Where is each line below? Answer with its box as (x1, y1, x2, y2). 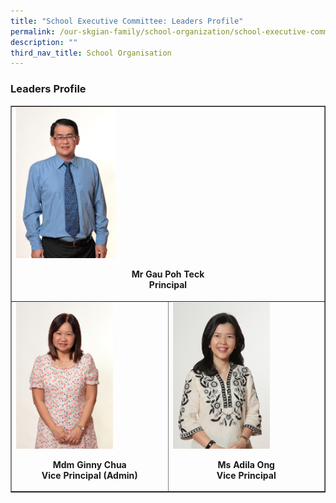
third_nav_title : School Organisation (10, 48, 172, 58)
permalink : (10, 26, 56, 37)
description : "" (10, 37, 78, 47)
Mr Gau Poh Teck (131, 268, 205, 280)
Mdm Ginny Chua (52, 458, 127, 470)
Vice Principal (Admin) (41, 469, 138, 481)
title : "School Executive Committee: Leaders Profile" (10, 16, 244, 26)
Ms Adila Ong (217, 458, 275, 470)
